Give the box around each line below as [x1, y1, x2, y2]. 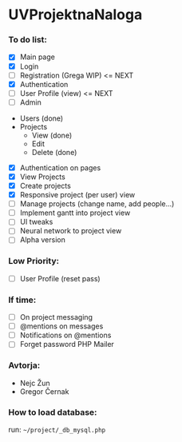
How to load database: [8, 406, 97, 417]
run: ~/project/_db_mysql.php [8, 424, 106, 434]
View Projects [19, 172, 65, 181]
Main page [19, 52, 56, 62]
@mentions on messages [19, 321, 104, 331]
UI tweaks [19, 217, 53, 227]
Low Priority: [8, 256, 60, 267]
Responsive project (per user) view [19, 190, 136, 200]
